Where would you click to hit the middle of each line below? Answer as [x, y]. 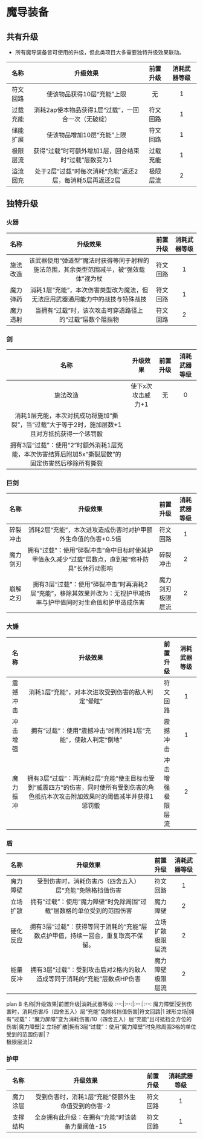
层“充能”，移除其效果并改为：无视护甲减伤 [90, 594]
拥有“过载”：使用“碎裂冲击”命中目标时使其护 [90, 550]
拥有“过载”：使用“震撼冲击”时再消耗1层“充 [91, 730]
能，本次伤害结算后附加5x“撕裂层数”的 [66, 454]
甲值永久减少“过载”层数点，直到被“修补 [87, 559]
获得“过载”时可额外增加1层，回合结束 [86, 151]
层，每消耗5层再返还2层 [86, 180]
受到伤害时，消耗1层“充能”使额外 [82, 1097]
